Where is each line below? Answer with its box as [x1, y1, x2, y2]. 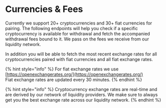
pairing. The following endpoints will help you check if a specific [5, 25, 138, 31]
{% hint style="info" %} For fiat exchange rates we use [5, 66, 119, 72]
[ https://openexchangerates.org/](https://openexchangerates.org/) [5, 71, 143, 77]
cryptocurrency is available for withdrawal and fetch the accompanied [5, 30, 150, 36]
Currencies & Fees [5, 3, 83, 15]
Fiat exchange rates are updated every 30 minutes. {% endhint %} [5, 76, 142, 82]
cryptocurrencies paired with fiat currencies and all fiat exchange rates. [5, 56, 153, 62]
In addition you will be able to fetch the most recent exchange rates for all [5, 51, 157, 57]
